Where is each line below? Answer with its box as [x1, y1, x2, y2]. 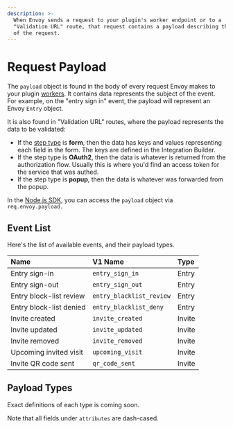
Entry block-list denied [10, 303, 86, 312]
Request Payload [7, 60, 107, 75]
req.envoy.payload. [7, 204, 64, 211]
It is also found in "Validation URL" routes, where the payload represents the [7, 118, 224, 126]
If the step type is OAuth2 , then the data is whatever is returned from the [17, 153, 227, 161]
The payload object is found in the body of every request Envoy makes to [7, 82, 216, 91]
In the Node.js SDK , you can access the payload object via [7, 196, 173, 204]
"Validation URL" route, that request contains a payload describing [13, 23, 218, 30]
